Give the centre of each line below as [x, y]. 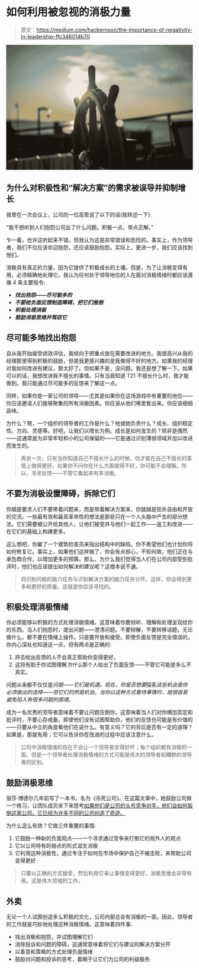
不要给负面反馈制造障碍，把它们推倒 [59, 302]
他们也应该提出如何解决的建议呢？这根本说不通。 [81, 566]
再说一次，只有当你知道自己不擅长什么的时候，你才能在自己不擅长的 [104, 458]
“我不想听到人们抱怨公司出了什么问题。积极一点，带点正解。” [80, 227]
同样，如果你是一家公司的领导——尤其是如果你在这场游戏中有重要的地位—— [99, 396]
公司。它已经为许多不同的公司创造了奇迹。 [73, 813]
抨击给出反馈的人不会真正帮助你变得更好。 [67, 657]
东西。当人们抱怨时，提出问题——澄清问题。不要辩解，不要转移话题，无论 [102, 630]
